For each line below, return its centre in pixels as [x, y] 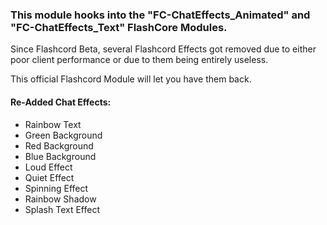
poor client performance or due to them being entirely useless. [139, 60]
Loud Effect [48, 167]
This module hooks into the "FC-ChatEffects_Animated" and [160, 15]
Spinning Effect [56, 188]
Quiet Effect [49, 177]
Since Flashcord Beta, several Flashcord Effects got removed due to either [163, 49]
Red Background [59, 145]
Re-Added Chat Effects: [61, 102]
